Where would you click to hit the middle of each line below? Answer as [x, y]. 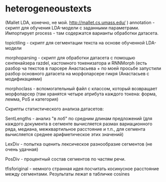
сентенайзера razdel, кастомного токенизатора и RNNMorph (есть [76, 63]
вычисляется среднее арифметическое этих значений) [64, 134]
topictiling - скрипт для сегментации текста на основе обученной [75, 42]
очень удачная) [22, 149]
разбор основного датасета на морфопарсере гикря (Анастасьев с [77, 73]
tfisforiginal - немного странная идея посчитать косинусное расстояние [82, 169]
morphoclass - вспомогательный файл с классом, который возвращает [81, 88]
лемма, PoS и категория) [32, 99]
